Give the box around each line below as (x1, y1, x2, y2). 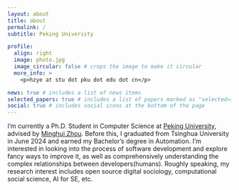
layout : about (7, 10, 50, 18)
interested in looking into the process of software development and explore (7, 144, 228, 153)
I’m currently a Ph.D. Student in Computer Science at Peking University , (7, 122, 217, 130)
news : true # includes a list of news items (7, 89, 142, 96)
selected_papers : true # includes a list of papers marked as (7, 95, 196, 103)
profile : (7, 43, 33, 51)
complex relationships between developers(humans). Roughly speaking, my (7, 159, 230, 168)
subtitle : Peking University (7, 30, 94, 38)
